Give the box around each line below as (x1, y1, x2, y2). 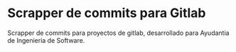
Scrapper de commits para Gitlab (7, 5, 206, 21)
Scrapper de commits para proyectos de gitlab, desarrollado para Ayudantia (7, 28, 230, 37)
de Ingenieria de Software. (7, 36, 85, 44)
